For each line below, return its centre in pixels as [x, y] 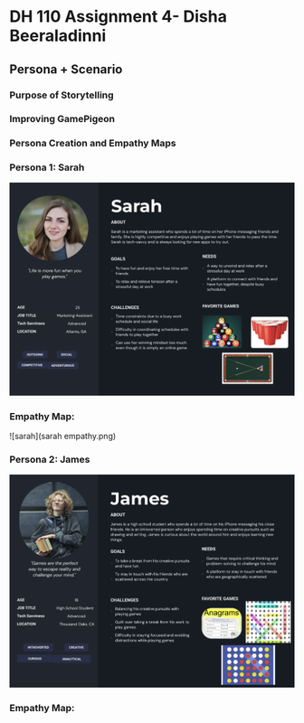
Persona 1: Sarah [47, 167]
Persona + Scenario [66, 69]
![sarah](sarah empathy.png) [63, 437]
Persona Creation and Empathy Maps [93, 144]
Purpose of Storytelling [62, 95]
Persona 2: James [50, 460]
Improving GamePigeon [62, 119]
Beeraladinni [58, 36]
